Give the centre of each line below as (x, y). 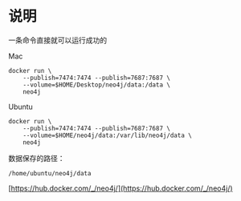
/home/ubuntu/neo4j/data (50, 173)
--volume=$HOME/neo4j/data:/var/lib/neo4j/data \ (108, 135)
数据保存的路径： (37, 158)
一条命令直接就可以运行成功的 (57, 40)
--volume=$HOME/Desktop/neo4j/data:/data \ (97, 85)
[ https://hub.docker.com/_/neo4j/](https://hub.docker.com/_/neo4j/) (120, 188)
